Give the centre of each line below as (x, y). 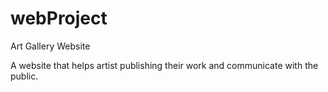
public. (24, 76)
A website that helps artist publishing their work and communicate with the (164, 65)
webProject (59, 18)
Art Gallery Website (50, 46)
